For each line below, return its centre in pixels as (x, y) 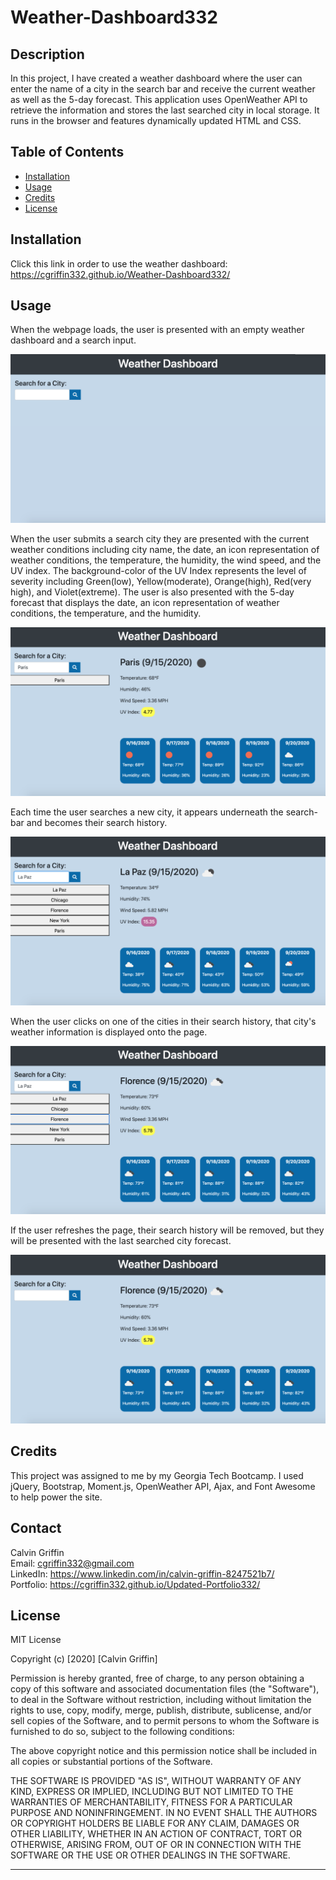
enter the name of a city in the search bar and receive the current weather (163, 89)
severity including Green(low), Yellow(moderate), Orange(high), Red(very (161, 582)
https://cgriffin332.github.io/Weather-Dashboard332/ (120, 274)
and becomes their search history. (97, 822)
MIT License (36, 1640)
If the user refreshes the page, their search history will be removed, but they (167, 1230)
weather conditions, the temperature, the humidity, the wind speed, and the (166, 560)
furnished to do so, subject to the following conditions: (122, 1732)
